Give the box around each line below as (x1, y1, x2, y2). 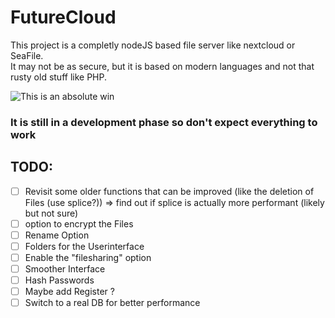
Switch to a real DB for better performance (24, 297, 201, 309)
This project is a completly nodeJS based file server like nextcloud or (10, 39, 296, 51)
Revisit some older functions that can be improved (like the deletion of (24, 185, 315, 197)
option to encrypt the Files (24, 217, 134, 230)
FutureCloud (10, 6, 117, 29)
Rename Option (24, 229, 90, 241)
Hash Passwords (24, 274, 95, 286)
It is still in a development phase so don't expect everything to (10, 115, 318, 129)
